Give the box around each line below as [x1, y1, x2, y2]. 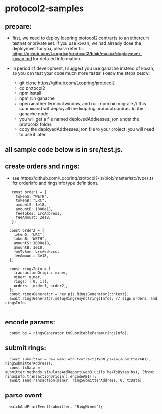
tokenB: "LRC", [16, 198, 47, 203]
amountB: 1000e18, [16, 207, 53, 212]
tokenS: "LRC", [14, 232, 45, 237]
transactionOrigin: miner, [14, 270, 68, 275]
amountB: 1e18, [14, 245, 45, 250]
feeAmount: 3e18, [14, 253, 49, 258]
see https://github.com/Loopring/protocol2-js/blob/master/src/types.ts [12, 175, 154, 181]
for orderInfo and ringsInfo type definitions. [12, 180, 99, 186]
